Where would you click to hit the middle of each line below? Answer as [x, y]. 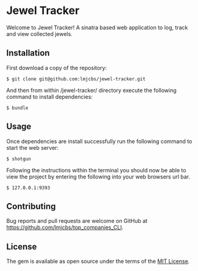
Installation [28, 53]
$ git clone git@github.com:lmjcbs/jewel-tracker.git [76, 79]
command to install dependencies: [50, 97]
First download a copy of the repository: [57, 68]
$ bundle [17, 108]
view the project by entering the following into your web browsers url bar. [98, 177]
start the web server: [33, 147]
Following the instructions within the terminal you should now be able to [96, 170]
